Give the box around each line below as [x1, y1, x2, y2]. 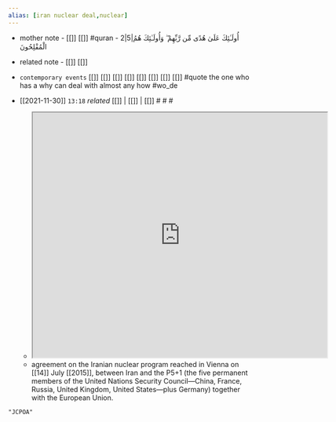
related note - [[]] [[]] [19, 56, 88, 67]
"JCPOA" [8, 408, 34, 416]
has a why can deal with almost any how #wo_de [19, 80, 178, 90]
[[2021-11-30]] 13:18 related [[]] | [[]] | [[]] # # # [19, 96, 173, 105]
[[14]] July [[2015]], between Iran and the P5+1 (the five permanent [31, 368, 249, 377]
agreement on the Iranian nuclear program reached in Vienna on [31, 359, 239, 369]
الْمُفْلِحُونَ [19, 42, 47, 51]
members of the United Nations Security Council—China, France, [31, 376, 242, 385]
